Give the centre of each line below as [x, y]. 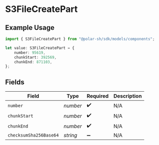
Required [97, 96]
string [70, 136]
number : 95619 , [30, 53]
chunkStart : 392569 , [35, 57]
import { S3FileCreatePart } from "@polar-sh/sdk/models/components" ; [80, 39]
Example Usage [30, 28]
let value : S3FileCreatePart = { [40, 48]
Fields [15, 82]
